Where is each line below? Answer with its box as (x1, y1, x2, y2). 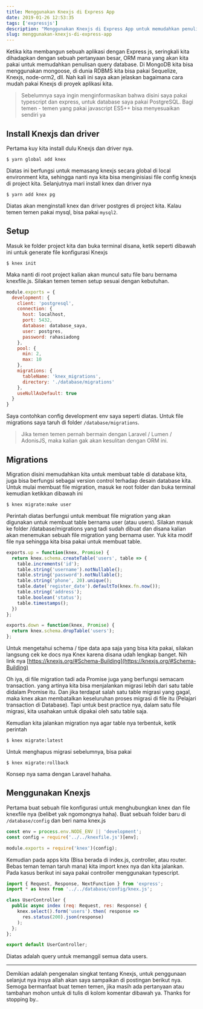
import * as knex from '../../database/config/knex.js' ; (6, 886, 153, 892)
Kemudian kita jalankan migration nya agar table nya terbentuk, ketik (6, 719, 176, 727)
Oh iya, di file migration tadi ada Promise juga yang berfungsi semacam (6, 676, 184, 683)
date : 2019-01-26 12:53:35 (6, 15, 74, 21)
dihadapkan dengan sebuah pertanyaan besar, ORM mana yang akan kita (6, 54, 189, 62)
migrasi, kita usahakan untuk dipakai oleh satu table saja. (6, 708, 148, 715)
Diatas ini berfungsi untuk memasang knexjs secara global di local (6, 167, 171, 174)
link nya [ (6, 658, 29, 665)
